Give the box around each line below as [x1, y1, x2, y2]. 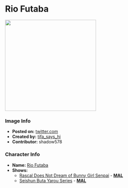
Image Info [5, 118, 31, 124]
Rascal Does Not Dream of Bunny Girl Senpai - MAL [19, 172, 123, 178]
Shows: [12, 167, 28, 173]
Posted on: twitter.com [12, 129, 58, 135]
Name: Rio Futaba [12, 162, 48, 168]
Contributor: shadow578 [12, 139, 62, 145]
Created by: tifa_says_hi [12, 134, 61, 139]
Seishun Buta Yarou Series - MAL [19, 177, 86, 183]
